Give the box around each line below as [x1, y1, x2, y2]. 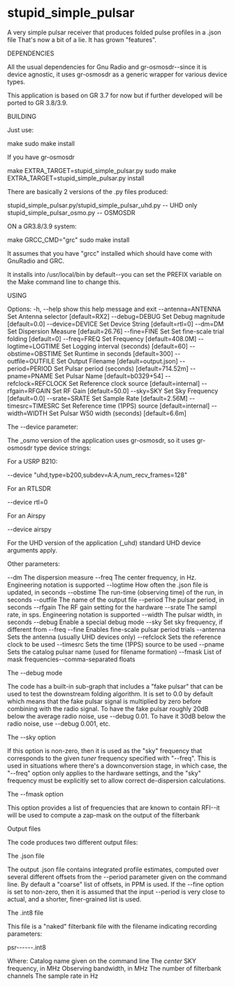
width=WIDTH [7, 408, 47, 417]
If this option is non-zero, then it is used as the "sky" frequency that [7, 746, 203, 754]
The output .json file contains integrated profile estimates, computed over [7, 865, 219, 874]
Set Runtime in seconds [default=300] [63, 349, 173, 358]
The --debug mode [7, 668, 63, 677]
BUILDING [7, 112, 37, 120]
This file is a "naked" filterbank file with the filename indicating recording [7, 922, 217, 930]
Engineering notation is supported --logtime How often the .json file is [7, 580, 208, 589]
